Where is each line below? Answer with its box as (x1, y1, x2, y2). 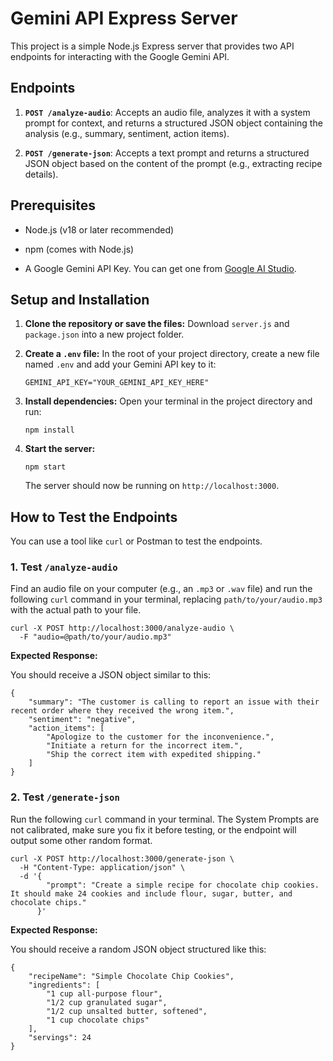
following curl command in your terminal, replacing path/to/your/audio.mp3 (10, 593, 323, 606)
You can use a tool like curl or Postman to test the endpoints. (10, 535, 263, 547)
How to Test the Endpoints (10, 508, 178, 526)
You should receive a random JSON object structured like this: (10, 943, 267, 955)
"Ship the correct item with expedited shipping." (46, 750, 262, 760)
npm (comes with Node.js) (24, 243, 135, 255)
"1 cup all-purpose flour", (46, 988, 163, 999)
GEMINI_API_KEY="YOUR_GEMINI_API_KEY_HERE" (24, 378, 210, 388)
